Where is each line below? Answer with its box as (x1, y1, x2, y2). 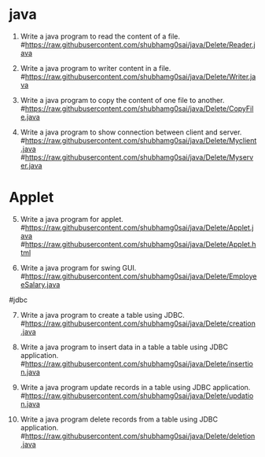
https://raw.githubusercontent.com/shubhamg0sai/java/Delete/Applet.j (24, 223, 254, 232)
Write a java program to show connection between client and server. (20, 127, 242, 137)
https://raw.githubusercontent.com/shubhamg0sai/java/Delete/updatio (24, 391, 254, 400)
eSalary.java (20, 279, 61, 289)
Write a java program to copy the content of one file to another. (20, 95, 225, 105)
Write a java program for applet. (20, 214, 124, 223)
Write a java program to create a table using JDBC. (20, 310, 186, 319)
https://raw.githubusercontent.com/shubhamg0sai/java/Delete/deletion (24, 431, 256, 440)
